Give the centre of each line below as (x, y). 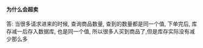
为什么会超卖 (22, 9)
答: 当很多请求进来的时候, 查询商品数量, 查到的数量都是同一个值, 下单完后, (98, 24)
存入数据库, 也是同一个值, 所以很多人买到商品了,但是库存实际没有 (108, 32)
